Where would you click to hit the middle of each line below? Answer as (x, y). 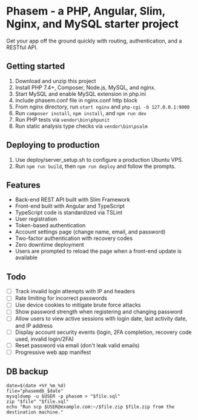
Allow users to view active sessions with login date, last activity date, (101, 319)
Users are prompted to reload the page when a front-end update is (98, 251)
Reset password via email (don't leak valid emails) (77, 345)
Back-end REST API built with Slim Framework (72, 200)
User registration (36, 219)
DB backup (27, 372)
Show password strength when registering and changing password (99, 312)
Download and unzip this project (55, 81)
